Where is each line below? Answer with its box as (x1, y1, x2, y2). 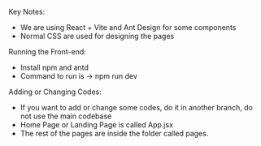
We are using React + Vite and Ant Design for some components (20, 23, 237, 32)
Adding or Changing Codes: (8, 87, 102, 97)
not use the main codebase (20, 111, 112, 121)
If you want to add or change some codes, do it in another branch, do (20, 103, 254, 112)
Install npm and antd (20, 62, 89, 72)
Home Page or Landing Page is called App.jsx (20, 120, 173, 129)
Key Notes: (8, 7, 46, 16)
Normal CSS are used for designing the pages (20, 32, 175, 41)
